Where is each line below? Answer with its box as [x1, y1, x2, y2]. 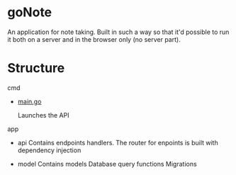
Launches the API [17, 111, 69, 119]
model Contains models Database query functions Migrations [17, 159, 197, 168]
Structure [7, 60, 65, 77]
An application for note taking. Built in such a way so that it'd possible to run [7, 28, 230, 36]
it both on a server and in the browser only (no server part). [7, 35, 181, 43]
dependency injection [17, 146, 82, 154]
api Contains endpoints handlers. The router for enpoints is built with [17, 138, 218, 147]
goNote [7, 4, 52, 21]
